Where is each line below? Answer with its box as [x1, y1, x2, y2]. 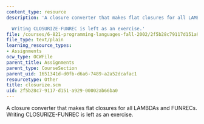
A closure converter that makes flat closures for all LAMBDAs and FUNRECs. [6, 105, 197, 111]
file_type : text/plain [6, 37, 64, 43]
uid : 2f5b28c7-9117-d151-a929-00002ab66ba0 [6, 88, 118, 94]
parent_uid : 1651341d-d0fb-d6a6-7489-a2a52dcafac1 [6, 71, 137, 77]
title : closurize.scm [6, 82, 61, 88]
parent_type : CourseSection [6, 65, 78, 71]
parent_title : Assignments [6, 59, 75, 66]
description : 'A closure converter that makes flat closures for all [6, 15, 186, 21]
